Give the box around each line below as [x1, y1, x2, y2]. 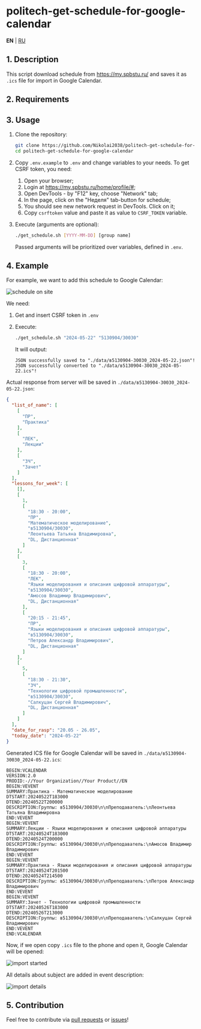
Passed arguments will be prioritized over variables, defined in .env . [14, 243, 183, 251]
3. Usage [6, 114, 40, 125]
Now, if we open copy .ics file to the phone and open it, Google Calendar [6, 941, 188, 948]
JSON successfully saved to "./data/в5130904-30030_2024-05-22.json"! [14, 357, 196, 364]
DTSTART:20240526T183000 [6, 904, 68, 910]
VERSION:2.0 [6, 772, 36, 778]
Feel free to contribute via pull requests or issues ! [6, 1016, 129, 1024]
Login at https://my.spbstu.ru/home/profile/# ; [23, 183, 136, 190]
